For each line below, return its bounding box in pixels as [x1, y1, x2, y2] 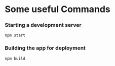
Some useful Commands [5, 4, 110, 15]
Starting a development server [5, 22, 82, 29]
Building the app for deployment [5, 44, 86, 51]
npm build [5, 56, 26, 61]
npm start [5, 33, 26, 38]
